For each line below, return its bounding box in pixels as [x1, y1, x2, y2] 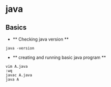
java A [5, 77, 19, 82]
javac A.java [5, 73, 32, 78]
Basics [5, 23, 27, 32]
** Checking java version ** [12, 36, 69, 42]
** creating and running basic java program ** [12, 54, 106, 60]
